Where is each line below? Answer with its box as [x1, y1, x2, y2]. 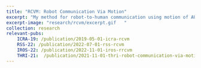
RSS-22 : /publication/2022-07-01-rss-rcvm [17, 42, 124, 48]
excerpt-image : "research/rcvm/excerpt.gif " [6, 20, 127, 25]
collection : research [6, 25, 60, 31]
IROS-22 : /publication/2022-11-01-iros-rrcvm [17, 47, 133, 53]
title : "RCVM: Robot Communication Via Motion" [6, 8, 127, 15]
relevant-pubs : [6, 31, 44, 37]
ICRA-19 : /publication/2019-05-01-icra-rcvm [17, 36, 130, 42]
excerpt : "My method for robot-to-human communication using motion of [6, 14, 188, 20]
